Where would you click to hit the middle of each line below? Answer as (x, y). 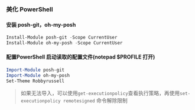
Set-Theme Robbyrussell (35, 81)
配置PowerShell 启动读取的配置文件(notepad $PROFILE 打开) (81, 57)
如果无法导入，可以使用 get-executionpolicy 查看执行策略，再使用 (100, 93)
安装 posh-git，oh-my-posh (41, 24)
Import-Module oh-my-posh (38, 75)
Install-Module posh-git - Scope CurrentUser (62, 38)
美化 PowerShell (30, 9)
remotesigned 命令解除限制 (95, 100)
